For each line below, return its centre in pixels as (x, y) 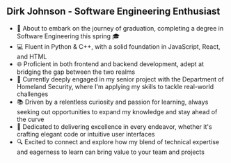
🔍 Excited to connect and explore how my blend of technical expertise (118, 141)
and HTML (32, 56)
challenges (32, 94)
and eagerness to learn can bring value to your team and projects (110, 152)
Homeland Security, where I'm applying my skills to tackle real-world (115, 86)
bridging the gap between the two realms (76, 72)
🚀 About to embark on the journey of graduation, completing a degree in (120, 28)
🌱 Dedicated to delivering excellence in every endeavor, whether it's (114, 126)
